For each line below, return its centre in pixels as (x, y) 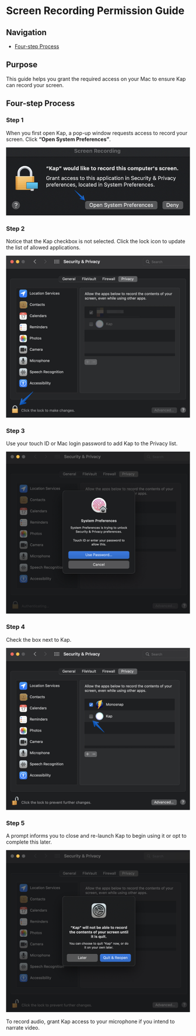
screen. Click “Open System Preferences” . (58, 139)
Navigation (26, 32)
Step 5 (15, 823)
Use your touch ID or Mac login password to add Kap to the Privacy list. (92, 443)
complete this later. (29, 842)
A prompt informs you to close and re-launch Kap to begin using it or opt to (96, 836)
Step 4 (15, 627)
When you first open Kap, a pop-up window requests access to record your (97, 133)
